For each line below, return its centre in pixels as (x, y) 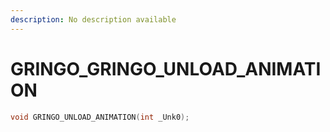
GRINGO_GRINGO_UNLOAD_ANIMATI (166, 68)
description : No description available (93, 19)
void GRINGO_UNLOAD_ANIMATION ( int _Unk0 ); (100, 117)
